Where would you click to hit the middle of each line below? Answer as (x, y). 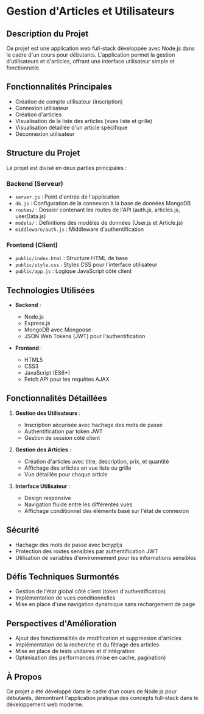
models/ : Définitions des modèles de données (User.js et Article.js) (99, 222)
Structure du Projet (43, 153)
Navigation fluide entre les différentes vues (78, 504)
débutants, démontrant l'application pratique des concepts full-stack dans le (102, 698)
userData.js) (30, 216)
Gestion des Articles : (43, 450)
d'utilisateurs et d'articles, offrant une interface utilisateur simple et (90, 61)
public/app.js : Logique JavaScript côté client (73, 271)
